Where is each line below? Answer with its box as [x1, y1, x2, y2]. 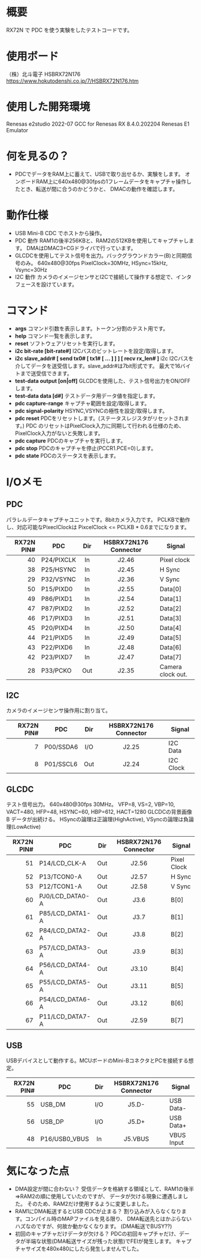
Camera [159, 663, 182, 671]
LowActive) [13, 824, 41, 831]
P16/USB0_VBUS [40, 1135, 89, 1143]
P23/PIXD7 [41, 653, 73, 661]
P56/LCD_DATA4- [39, 961, 91, 970]
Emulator [6, 126, 29, 133]
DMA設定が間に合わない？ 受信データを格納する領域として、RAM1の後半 [14, 1186, 194, 1192]
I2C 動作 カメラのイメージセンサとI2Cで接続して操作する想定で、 [14, 273, 176, 280]
